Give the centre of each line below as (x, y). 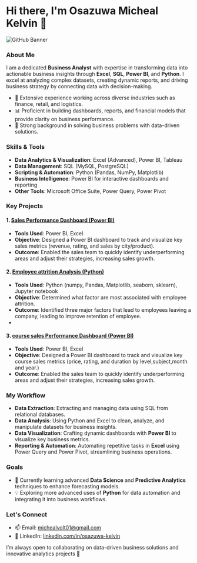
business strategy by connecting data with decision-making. (79, 86)
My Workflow (26, 395)
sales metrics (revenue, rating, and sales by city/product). (84, 246)
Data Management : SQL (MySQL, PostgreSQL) (72, 166)
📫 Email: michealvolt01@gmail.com (58, 527)
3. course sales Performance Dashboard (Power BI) (70, 336)
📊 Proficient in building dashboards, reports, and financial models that (100, 111)
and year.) (27, 368)
